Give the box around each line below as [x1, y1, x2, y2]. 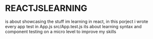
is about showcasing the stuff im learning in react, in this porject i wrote [5, 19, 148, 24]
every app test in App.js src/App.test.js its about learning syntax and [5, 23, 142, 29]
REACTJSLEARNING [5, 3, 87, 14]
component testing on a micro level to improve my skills [5, 29, 117, 34]
